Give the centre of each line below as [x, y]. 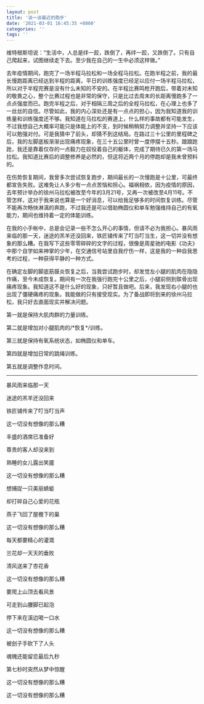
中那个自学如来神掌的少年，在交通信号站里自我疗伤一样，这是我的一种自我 [99, 251]
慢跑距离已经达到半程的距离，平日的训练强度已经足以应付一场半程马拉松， [104, 81]
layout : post [23, 12]
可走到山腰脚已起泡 [30, 605]
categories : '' [25, 29]
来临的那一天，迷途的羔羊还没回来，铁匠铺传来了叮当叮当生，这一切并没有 [99, 236]
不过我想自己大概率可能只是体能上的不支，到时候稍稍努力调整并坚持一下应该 [102, 126]
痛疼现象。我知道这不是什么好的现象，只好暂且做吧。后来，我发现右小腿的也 [102, 287]
